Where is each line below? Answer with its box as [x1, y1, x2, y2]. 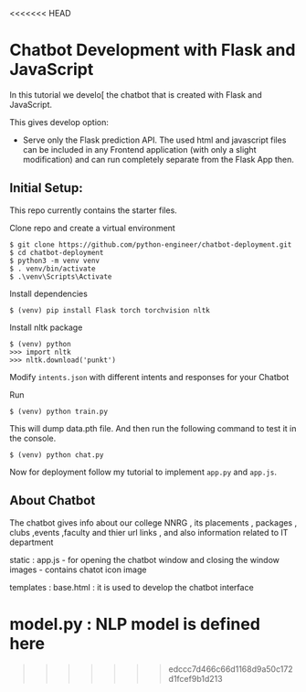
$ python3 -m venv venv [9, 256, 100, 265]
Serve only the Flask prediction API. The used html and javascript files [22, 134, 287, 145]
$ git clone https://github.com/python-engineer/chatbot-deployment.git [9, 240, 292, 250]
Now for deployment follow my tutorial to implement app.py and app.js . [9, 466, 277, 477]
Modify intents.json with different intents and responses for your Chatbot [9, 371, 290, 382]
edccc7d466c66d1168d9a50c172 [168, 663, 294, 675]
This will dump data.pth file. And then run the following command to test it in [9, 422, 297, 433]
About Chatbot [9, 493, 96, 508]
